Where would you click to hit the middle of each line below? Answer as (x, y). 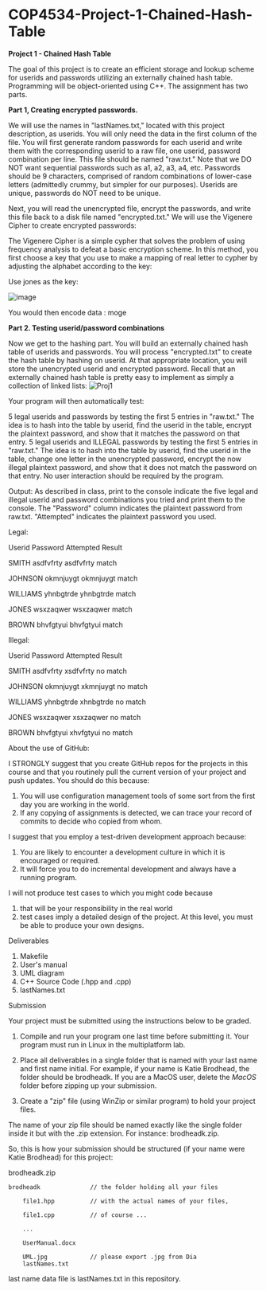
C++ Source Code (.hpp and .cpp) (75, 981)
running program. (48, 877)
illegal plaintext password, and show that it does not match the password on (133, 467)
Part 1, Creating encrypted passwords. (73, 110)
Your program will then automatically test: (76, 401)
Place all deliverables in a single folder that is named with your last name (139, 1060)
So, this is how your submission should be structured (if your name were (127, 1148)
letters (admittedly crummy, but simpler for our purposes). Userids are (123, 184)
